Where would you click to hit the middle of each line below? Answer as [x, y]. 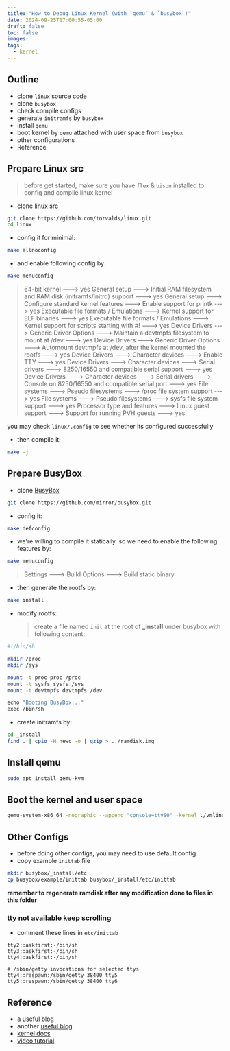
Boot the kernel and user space [75, 800]
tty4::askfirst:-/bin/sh [42, 958]
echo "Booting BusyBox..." [46, 703]
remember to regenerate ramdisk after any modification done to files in [110, 893]
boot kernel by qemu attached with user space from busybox [100, 132]
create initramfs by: [44, 722]
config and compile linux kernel [68, 192]
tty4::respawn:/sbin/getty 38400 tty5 [62, 976]
